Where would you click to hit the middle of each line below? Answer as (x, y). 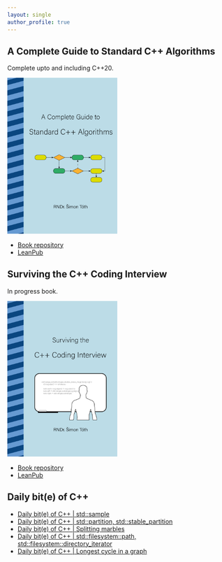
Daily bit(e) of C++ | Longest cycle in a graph (82, 551)
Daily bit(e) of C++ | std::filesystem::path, (77, 536)
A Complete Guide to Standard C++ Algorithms (111, 51)
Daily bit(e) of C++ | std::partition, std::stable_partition (95, 521)
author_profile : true (39, 22)
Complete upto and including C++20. (60, 68)
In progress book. (32, 291)
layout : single (29, 15)
